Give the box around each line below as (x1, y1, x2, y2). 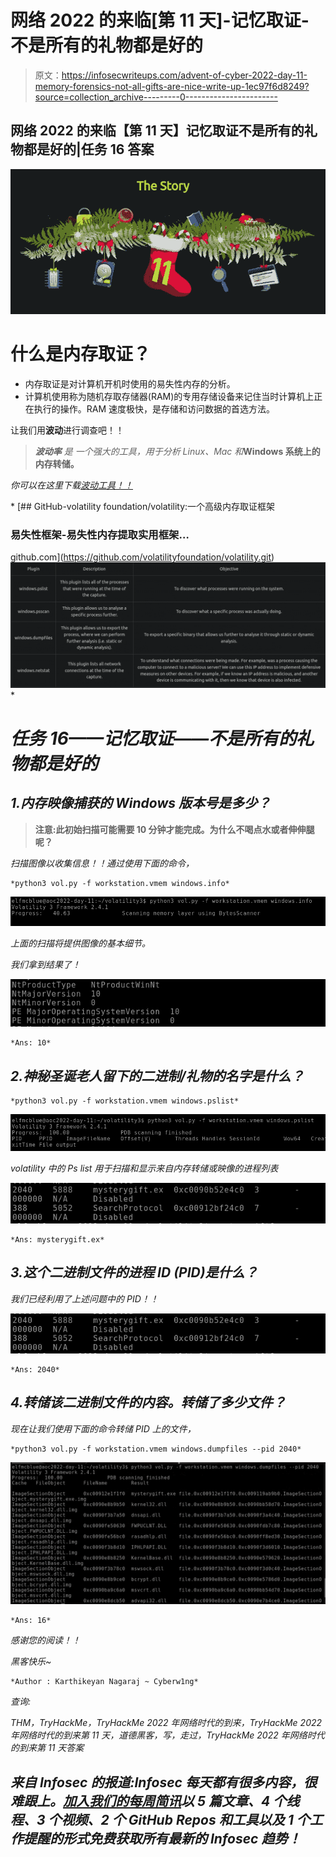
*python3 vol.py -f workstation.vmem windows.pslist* (10, 1096, 240, 1106)
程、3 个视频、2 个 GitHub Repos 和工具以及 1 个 (10, 1811, 310, 1828)
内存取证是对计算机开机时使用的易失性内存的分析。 (24, 377, 236, 390)
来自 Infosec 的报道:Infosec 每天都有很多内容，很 (10, 1774, 317, 1791)
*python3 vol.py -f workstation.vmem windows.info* (10, 878, 230, 888)
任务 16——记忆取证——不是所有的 (10, 727, 297, 750)
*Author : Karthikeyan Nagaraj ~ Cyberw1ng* (10, 1677, 199, 1687)
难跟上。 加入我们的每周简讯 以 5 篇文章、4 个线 (10, 1792, 300, 1810)
